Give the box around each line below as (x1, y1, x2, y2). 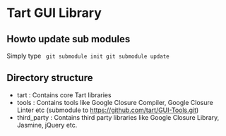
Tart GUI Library (6, 5, 102, 21)
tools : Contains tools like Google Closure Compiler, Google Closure (16, 98, 213, 106)
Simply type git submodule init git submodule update (6, 51, 170, 60)
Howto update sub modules (6, 33, 131, 45)
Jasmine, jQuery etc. (16, 120, 78, 129)
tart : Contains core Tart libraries (16, 90, 112, 99)
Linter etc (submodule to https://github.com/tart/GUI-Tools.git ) (16, 106, 199, 114)
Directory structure (6, 72, 93, 84)
